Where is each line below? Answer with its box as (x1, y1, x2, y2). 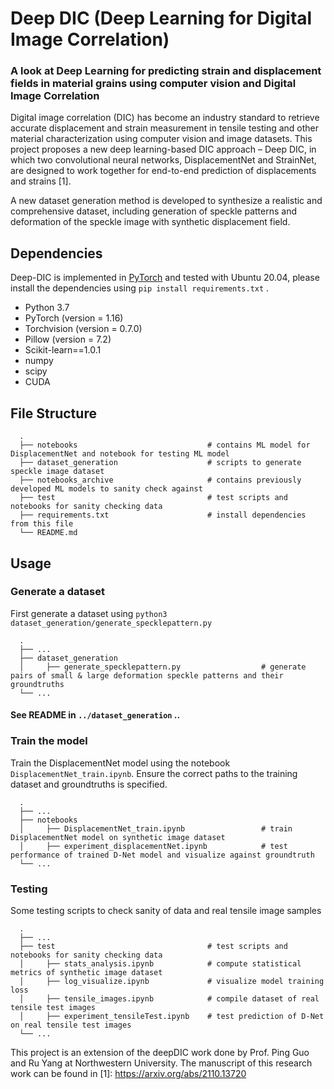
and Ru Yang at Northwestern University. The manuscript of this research (10, 1057, 313, 1069)
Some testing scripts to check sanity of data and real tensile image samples (10, 904, 322, 916)
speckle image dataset (10, 467, 105, 477)
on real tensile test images (10, 1020, 132, 1030)
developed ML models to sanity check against (10, 484, 203, 494)
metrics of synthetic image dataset (10, 967, 163, 977)
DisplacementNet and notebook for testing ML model (10, 449, 230, 459)
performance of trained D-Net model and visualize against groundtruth (10, 850, 315, 860)
